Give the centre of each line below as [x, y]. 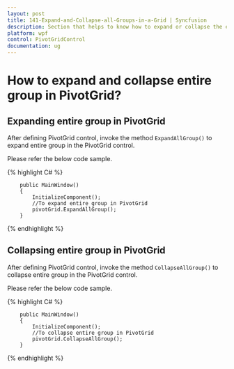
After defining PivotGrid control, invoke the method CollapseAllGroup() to [113, 267]
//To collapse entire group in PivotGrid [93, 333]
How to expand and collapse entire [110, 81]
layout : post [26, 14]
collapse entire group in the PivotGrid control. [72, 274]
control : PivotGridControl [46, 40]
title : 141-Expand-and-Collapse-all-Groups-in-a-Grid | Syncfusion [107, 20]
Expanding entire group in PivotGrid [86, 121]
